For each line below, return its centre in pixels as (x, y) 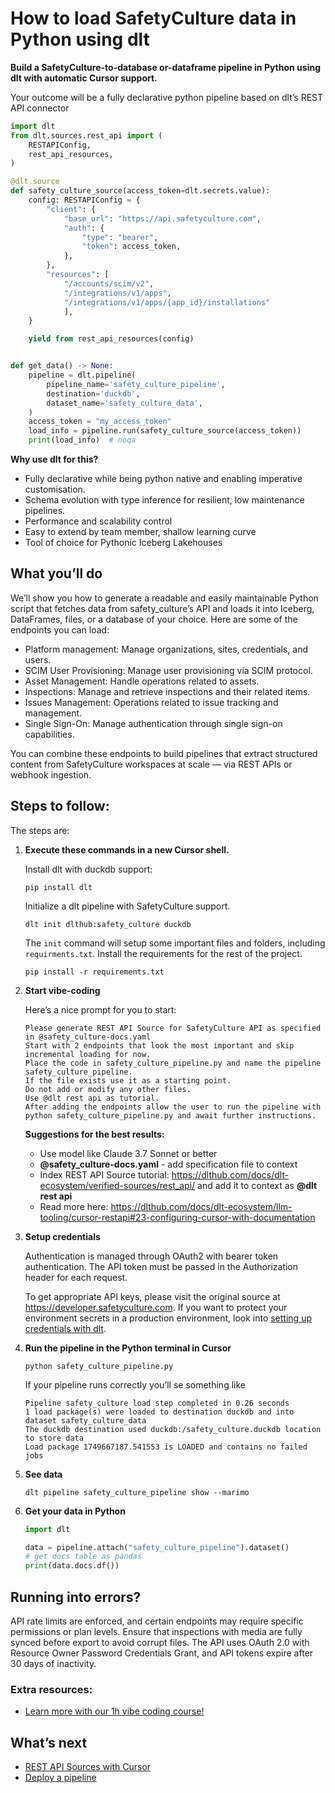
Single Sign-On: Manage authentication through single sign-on (153, 723)
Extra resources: (51, 1689)
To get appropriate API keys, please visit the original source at (152, 1296)
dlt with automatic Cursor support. (84, 78)
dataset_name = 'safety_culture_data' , (124, 403)
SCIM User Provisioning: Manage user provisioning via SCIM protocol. (168, 670)
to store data (54, 1438)
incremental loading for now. (88, 1054)
